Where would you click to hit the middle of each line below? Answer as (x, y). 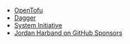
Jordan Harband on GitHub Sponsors (68, 33)
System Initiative (38, 25)
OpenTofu (29, 10)
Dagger (25, 18)
